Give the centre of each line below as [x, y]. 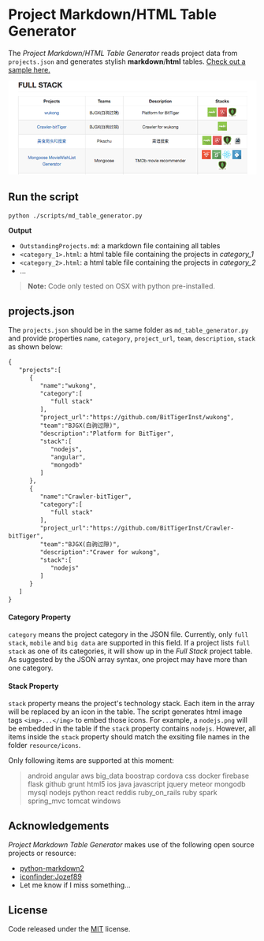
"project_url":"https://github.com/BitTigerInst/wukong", [137, 418]
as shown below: [35, 347]
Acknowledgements [59, 826]
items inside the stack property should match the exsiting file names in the [129, 737]
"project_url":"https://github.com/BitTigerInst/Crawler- [137, 528]
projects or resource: [42, 854]
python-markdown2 [52, 868]
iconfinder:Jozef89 [51, 877]
